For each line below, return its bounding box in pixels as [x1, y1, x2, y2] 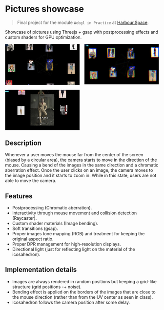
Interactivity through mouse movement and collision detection [12, 210, 137, 216]
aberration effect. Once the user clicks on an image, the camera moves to [5, 167, 153, 173]
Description [5, 139, 41, 147]
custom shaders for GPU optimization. [5, 34, 82, 40]
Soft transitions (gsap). [12, 226, 59, 231]
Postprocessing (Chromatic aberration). [12, 205, 92, 211]
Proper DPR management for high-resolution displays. [12, 241, 121, 247]
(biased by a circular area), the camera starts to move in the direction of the [5, 157, 157, 163]
